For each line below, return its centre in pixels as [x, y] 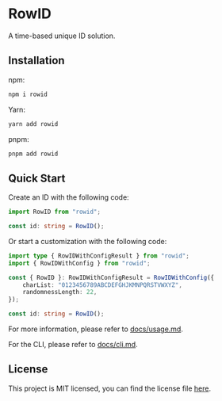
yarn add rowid [33, 124]
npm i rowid [28, 94]
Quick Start [37, 178]
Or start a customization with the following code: [88, 241]
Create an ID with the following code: [69, 197]
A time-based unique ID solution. [62, 36]
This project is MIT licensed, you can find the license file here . [110, 388]
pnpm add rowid [33, 154]
